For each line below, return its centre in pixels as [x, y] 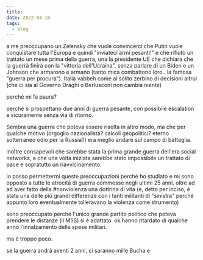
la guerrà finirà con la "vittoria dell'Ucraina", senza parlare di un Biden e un [100, 66]
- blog [20, 29]
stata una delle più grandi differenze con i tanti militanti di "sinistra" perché [100, 196]
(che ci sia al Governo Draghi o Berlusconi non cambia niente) [84, 85]
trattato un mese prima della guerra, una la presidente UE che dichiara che [100, 59]
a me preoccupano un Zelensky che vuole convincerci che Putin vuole [94, 46]
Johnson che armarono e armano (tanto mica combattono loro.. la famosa [99, 72]
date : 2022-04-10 [28, 18]
